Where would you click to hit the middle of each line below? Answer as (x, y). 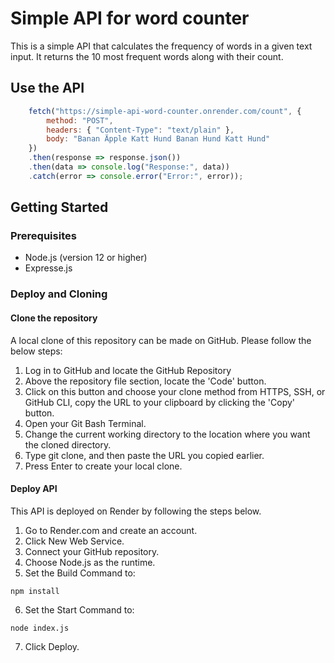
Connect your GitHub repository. (92, 551)
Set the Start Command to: (79, 609)
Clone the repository (54, 318)
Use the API (47, 88)
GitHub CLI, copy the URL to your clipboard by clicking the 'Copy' (160, 402)
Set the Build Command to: (80, 573)
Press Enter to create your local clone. (103, 466)
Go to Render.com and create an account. (111, 530)
